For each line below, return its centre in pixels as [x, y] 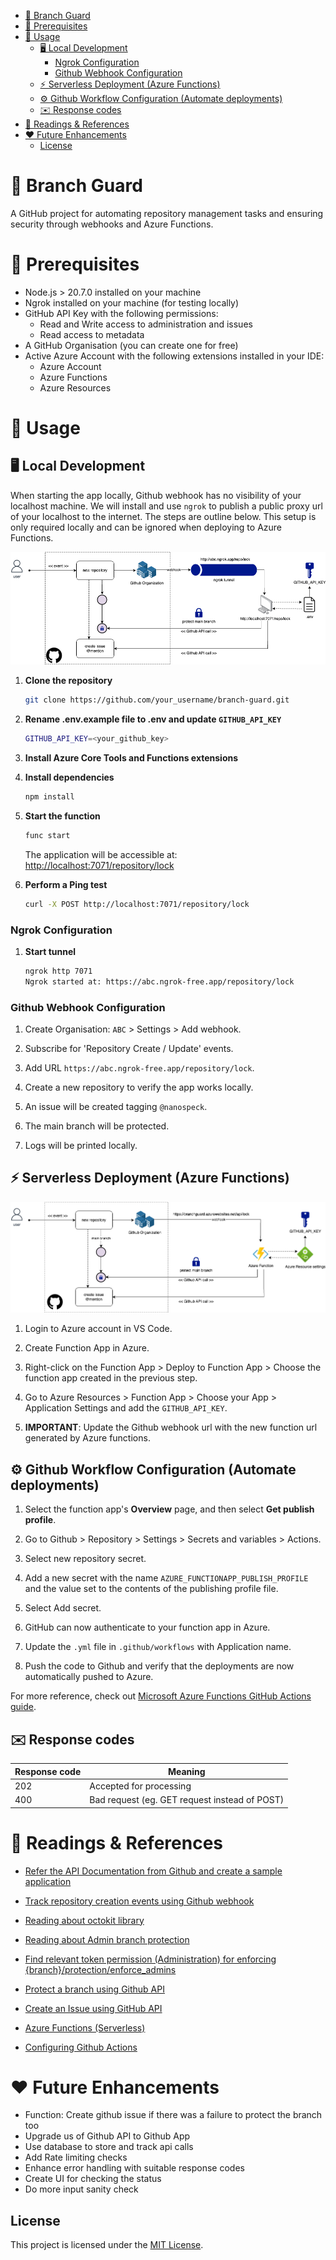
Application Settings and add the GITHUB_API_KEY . [126, 1408]
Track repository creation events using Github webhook [139, 1901]
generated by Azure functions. [87, 1438]
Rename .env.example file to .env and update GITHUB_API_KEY [153, 719]
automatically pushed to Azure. [89, 1677]
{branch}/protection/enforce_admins [100, 1969]
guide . [23, 1707]
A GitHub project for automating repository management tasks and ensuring [167, 213]
